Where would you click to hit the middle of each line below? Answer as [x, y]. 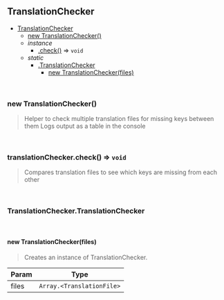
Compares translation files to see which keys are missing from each [121, 172]
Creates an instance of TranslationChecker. [86, 257]
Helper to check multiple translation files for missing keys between [119, 119]
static [36, 57]
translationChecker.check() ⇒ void [67, 158]
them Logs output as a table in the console [85, 126]
